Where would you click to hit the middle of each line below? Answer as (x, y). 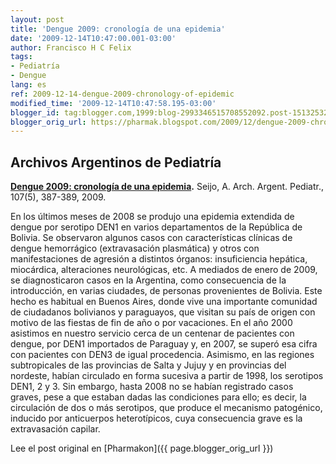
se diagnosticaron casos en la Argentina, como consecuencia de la (148, 280)
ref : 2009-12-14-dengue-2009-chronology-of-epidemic (122, 94)
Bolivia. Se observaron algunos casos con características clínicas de (151, 238)
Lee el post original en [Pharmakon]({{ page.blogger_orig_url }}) (142, 448)
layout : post (37, 19)
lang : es (28, 85)
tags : (21, 57)
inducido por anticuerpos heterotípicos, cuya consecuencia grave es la (156, 418)
